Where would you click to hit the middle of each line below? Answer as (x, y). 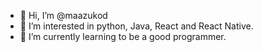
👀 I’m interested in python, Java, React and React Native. (136, 26)
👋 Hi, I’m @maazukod (63, 15)
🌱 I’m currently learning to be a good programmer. (123, 36)
